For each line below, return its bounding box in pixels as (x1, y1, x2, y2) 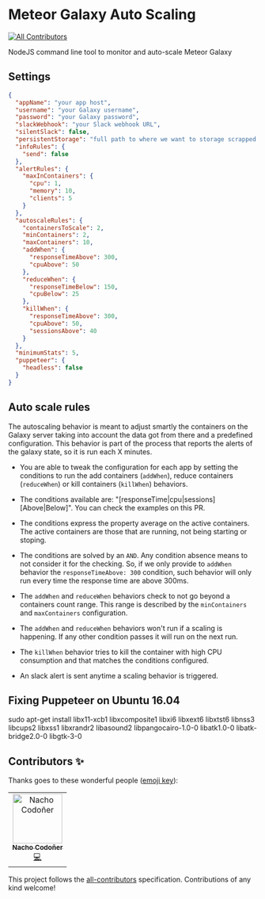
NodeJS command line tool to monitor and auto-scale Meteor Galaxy (8, 47, 233, 56)
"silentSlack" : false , (15, 128, 90, 136)
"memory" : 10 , (28, 187, 77, 195)
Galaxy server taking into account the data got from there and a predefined (8, 430, 253, 439)
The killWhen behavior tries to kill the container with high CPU (19, 647, 223, 656)
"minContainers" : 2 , (22, 231, 90, 239)
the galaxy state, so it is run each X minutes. (8, 446, 153, 457)
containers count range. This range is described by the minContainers (19, 599, 248, 609)
